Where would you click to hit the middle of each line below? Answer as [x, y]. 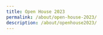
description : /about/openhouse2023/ [51, 23]
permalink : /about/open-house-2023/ [51, 17]
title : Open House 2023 [36, 12]
